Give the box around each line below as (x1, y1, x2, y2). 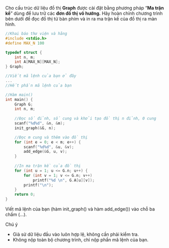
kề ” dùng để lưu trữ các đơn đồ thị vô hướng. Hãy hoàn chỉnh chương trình (5, 10, 163, 16)
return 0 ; (14, 192, 36, 197)
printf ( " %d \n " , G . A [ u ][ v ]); (32, 177, 95, 183)
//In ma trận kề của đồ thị (14, 163, 81, 169)
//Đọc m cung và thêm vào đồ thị (14, 135, 88, 140)
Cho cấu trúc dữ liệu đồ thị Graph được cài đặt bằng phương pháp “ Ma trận (5, 5, 164, 11)
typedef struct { (5, 50, 42, 55)
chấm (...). (5, 212, 27, 217)
